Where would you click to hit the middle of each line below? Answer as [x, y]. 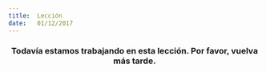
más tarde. [135, 61]
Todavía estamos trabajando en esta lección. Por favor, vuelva [135, 51]
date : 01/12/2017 [41, 23]
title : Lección [35, 16]
